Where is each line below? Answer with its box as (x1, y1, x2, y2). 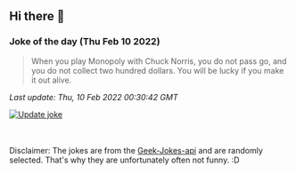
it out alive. (30, 75, 72, 85)
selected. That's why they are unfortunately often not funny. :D (9, 154, 240, 165)
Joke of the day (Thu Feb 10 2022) (9, 36, 160, 48)
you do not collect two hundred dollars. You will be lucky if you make (30, 65, 284, 75)
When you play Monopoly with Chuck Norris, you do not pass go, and (30, 55, 287, 67)
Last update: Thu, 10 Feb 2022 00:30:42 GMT (9, 91, 178, 102)
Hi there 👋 (9, 9, 65, 24)
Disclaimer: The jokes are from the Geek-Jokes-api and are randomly (9, 145, 263, 155)
